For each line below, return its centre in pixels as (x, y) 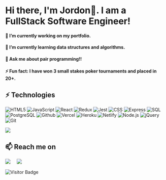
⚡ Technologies (30, 95)
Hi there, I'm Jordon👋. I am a (66, 10)
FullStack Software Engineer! (68, 21)
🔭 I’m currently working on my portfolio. (48, 36)
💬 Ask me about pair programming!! (44, 59)
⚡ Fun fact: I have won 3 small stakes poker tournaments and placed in (81, 71)
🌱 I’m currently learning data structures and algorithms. (65, 47)
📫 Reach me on (31, 147)
